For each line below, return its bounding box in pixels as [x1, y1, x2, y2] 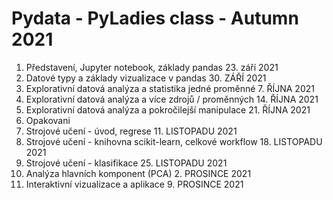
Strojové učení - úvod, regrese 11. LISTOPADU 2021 [25, 125, 238, 137]
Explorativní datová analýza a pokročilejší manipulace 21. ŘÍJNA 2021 [25, 103, 311, 116]
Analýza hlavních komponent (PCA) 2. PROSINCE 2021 [25, 167, 252, 179]
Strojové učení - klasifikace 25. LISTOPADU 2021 [25, 157, 228, 169]
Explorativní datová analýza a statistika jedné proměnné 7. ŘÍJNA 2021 [25, 82, 315, 94]
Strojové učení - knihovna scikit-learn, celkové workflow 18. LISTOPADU [25, 135, 323, 147]
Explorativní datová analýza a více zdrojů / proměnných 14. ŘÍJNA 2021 [25, 93, 319, 105]
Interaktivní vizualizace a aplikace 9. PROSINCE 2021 [25, 178, 244, 190]
